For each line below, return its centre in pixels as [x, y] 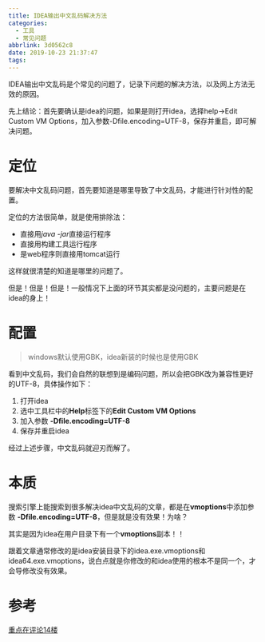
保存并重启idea [44, 431]
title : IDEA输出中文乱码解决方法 [58, 16]
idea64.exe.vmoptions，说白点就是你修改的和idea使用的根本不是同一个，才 [132, 560]
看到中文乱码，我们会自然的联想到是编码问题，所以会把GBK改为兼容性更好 [131, 373]
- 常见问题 [31, 38]
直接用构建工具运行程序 [58, 244]
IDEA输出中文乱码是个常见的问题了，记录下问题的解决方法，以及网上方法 [128, 84]
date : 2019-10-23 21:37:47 [53, 53]
